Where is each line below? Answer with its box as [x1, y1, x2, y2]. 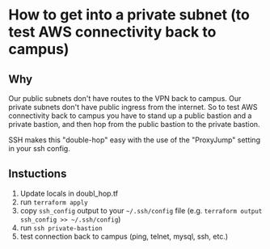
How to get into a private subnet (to [8, 6, 251, 24]
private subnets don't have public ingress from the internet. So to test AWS [8, 103, 258, 112]
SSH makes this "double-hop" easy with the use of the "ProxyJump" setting [8, 135, 261, 145]
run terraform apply [19, 196, 88, 207]
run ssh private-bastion [19, 222, 103, 232]
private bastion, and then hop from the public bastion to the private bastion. [8, 120, 260, 129]
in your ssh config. [8, 144, 70, 153]
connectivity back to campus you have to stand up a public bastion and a [8, 111, 252, 120]
